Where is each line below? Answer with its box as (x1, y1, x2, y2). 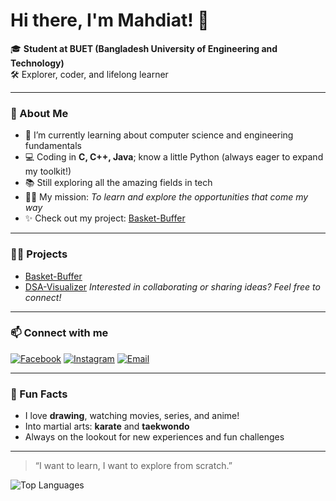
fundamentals (24, 140, 82, 152)
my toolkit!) (24, 165, 72, 178)
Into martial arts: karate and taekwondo (24, 420, 190, 433)
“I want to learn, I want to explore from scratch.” (34, 460, 233, 472)
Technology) (10, 57, 65, 69)
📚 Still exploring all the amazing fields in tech (24, 177, 213, 189)
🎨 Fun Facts (10, 387, 68, 401)
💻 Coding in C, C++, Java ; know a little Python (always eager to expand (24, 151, 324, 163)
